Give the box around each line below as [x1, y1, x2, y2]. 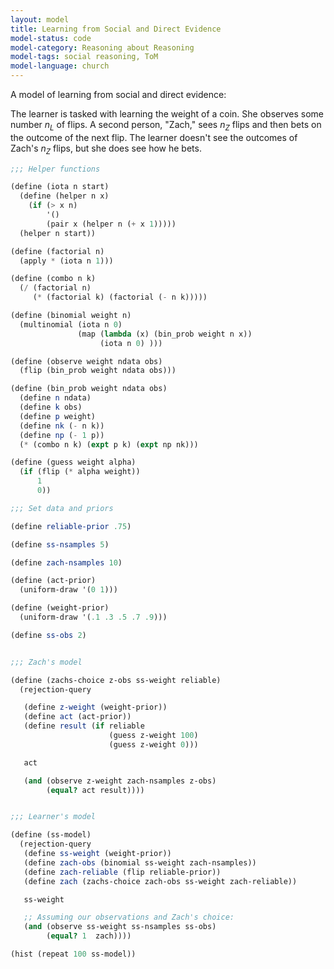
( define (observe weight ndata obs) [10, 356, 163, 366]
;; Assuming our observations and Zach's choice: [23, 912, 235, 923]
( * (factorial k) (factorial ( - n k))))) [32, 292, 208, 303]
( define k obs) [19, 402, 83, 413]
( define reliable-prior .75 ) [10, 521, 132, 531]
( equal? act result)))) [46, 785, 145, 795]
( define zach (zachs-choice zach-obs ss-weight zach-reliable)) [23, 876, 298, 886]
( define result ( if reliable [23, 721, 145, 731]
